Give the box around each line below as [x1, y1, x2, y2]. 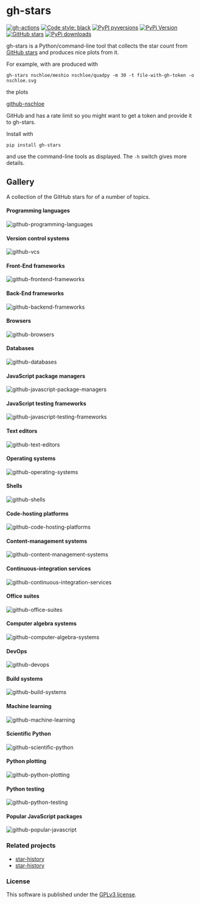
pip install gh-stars [6, 142, 61, 148]
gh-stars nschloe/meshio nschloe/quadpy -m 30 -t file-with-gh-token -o [6, 72, 195, 78]
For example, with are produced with [6, 60, 98, 68]
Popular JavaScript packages [6, 813, 83, 820]
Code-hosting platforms [6, 510, 69, 517]
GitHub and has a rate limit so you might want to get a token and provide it [6, 112, 192, 119]
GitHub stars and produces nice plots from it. [6, 48, 119, 56]
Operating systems [6, 455, 56, 462]
